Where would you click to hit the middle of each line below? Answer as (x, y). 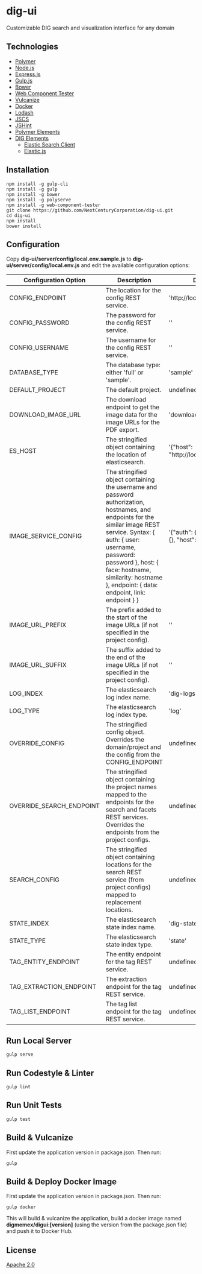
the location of (126, 455)
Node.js (25, 68)
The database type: (133, 365)
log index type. (127, 714)
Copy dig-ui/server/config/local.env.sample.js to (69, 259)
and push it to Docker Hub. (40, 1231)
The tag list (121, 1004)
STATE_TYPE (28, 941)
